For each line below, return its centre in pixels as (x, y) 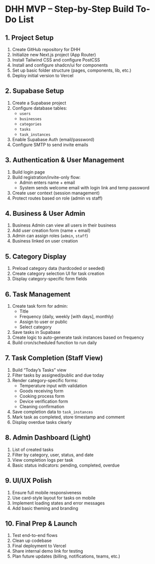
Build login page (28, 172)
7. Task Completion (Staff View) (54, 358)
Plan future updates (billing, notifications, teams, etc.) (66, 556)
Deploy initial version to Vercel (43, 75)
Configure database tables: (40, 108)
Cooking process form (42, 396)
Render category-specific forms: (45, 380)
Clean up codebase (32, 541)
